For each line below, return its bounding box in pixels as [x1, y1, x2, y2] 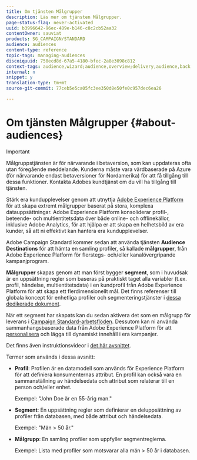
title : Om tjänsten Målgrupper [6, 8, 83, 15]
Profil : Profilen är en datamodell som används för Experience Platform [14, 364, 185, 372]
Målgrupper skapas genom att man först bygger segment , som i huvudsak [6, 269, 188, 276]
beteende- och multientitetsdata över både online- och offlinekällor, [6, 215, 171, 222]
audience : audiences [6, 42, 57, 48]
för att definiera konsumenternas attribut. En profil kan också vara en [14, 371, 182, 378]
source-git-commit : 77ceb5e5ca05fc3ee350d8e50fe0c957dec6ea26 [6, 86, 162, 91]
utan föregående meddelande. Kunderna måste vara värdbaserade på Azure [6, 166, 191, 173]
